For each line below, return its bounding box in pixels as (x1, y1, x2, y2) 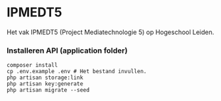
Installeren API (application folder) (6, 46, 128, 55)
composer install (6, 62, 58, 69)
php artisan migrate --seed (6, 87, 90, 94)
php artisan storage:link (6, 74, 83, 82)
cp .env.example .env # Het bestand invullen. (6, 68, 147, 75)
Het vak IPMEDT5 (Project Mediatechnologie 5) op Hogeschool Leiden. (6, 28, 215, 36)
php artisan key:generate (6, 80, 83, 87)
